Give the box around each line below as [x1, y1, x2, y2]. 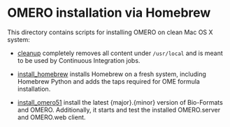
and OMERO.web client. [17, 113, 86, 121]
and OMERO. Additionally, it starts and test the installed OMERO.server [17, 105, 221, 114]
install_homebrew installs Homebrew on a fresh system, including [17, 70, 206, 78]
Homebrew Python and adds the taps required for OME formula [17, 77, 201, 85]
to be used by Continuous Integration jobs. [17, 56, 141, 64]
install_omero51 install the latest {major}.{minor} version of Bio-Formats [17, 98, 224, 106]
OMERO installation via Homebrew [7, 5, 211, 21]
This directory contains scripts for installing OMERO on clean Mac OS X [7, 28, 213, 36]
